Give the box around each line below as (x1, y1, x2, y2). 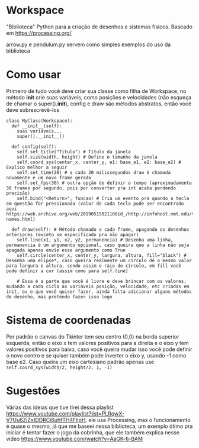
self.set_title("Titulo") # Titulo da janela (17, 149, 131, 154)
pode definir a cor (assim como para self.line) (6, 267, 129, 274)
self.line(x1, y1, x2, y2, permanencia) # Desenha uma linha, (17, 237, 174, 243)
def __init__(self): (11, 123, 62, 129)
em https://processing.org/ (6, 29, 72, 36)
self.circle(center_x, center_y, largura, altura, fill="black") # (17, 252, 187, 258)
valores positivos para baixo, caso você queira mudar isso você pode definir (6, 346, 192, 353)
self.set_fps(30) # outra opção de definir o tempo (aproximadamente (17, 180, 192, 186)
